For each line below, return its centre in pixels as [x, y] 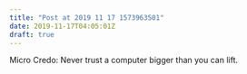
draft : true [32, 34]
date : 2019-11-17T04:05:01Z [63, 26]
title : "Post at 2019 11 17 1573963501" [87, 18]
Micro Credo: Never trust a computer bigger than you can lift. [124, 60]
